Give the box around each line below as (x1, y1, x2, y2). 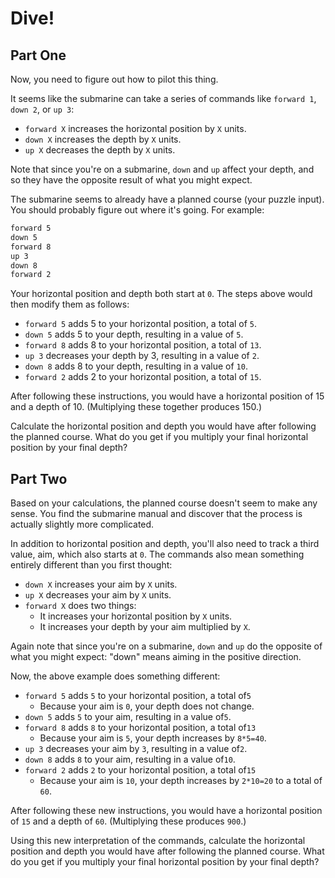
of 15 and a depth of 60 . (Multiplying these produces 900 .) (10, 815, 247, 827)
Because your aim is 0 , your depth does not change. (39, 700, 255, 712)
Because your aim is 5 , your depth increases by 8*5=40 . (39, 732, 267, 744)
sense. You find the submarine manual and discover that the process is (10, 508, 303, 520)
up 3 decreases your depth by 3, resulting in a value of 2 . (24, 350, 260, 362)
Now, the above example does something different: (10, 670, 221, 682)
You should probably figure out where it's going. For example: (10, 204, 265, 216)
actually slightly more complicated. (10, 518, 155, 531)
